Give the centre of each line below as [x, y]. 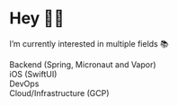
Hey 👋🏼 [37, 18]
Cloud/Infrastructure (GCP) [59, 93]
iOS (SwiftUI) [33, 74]
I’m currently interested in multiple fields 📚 [89, 43]
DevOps [24, 84]
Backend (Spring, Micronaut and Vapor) [83, 64]
